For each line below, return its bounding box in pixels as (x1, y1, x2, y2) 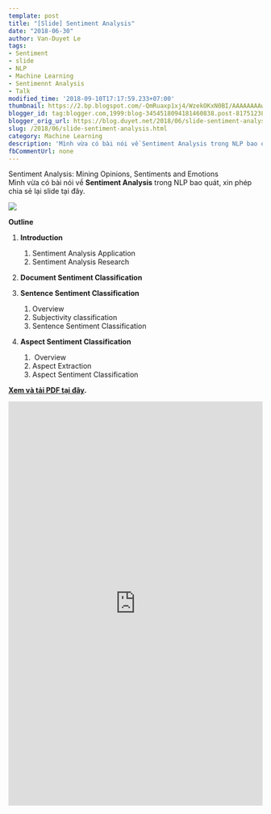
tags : (8, 42, 27, 50)
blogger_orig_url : (8, 117, 70, 125)
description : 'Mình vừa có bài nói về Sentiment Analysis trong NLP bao (8, 139, 258, 148)
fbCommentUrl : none (8, 147, 74, 155)
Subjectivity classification (31, 313, 118, 323)
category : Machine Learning (8, 132, 103, 140)
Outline (8, 217, 34, 227)
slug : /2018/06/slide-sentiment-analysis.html (8, 124, 168, 133)
